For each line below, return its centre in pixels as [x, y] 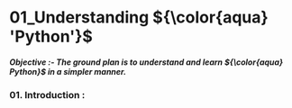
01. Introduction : [47, 95]
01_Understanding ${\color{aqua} [139, 18]
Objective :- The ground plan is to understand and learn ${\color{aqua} [146, 62]
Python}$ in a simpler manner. [68, 71]
